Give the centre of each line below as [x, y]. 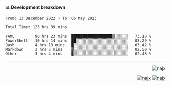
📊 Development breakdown [35, 7]
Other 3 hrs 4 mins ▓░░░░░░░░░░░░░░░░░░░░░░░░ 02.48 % [78, 54]
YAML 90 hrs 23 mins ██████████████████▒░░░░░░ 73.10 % [78, 36]
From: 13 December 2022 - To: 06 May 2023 [51, 18]
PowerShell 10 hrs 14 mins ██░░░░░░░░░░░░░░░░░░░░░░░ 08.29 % [78, 41]
